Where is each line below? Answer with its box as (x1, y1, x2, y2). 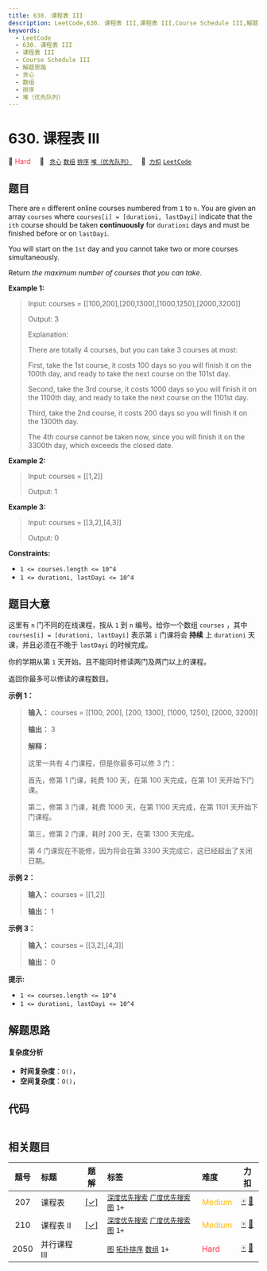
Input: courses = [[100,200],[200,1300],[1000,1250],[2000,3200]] (27, 299, 241, 308)
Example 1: (8, 283, 45, 293)
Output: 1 (27, 487, 58, 496)
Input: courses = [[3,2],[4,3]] (27, 518, 122, 527)
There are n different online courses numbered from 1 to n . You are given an (8, 204, 257, 212)
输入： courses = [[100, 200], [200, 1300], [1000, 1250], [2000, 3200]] (27, 708, 258, 717)
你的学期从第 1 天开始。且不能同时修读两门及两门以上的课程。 (8, 657, 211, 666)
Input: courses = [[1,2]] (27, 471, 103, 481)
